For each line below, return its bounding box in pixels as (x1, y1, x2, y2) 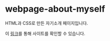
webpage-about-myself (5, 3, 105, 15)
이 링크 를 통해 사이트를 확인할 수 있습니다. (5, 30, 85, 36)
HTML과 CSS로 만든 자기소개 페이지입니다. (5, 20, 88, 26)
